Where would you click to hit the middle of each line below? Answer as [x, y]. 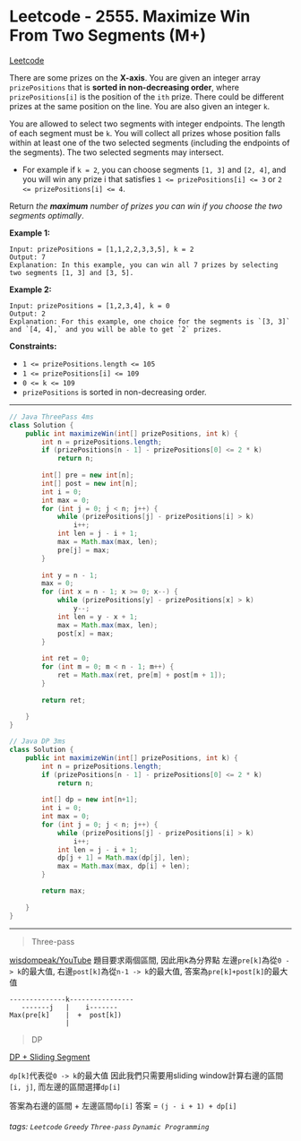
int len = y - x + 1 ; [98, 617]
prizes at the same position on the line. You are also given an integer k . [140, 106]
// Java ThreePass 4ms [52, 417]
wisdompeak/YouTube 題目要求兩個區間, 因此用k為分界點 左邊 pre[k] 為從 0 [146, 960]
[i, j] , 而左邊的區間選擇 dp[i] [65, 1086]
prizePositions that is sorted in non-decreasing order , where [125, 87]
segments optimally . [47, 215]
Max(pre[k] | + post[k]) [66, 1015]
